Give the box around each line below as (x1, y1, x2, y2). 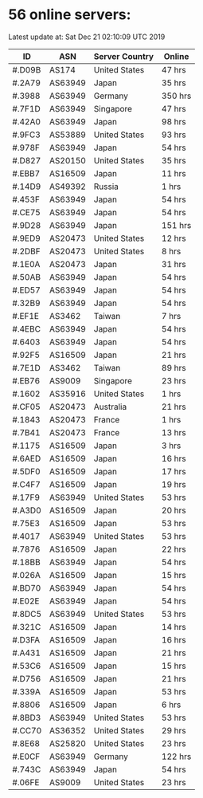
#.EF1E (12, 310, 40, 321)
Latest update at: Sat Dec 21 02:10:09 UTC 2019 (8, 32, 166, 41)
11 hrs (162, 167, 186, 179)
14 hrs (162, 621, 186, 632)
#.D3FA (12, 634, 41, 645)
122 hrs (162, 751, 192, 762)
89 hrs (162, 362, 186, 373)
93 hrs (162, 129, 186, 140)
